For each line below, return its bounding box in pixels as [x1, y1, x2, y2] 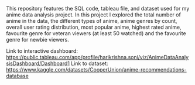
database [6, 73, 29, 79]
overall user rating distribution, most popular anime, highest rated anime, [6, 23, 182, 30]
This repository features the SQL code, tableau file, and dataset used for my [6, 5, 190, 12]
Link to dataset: [71, 60, 108, 67]
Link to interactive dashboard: [6, 47, 78, 55]
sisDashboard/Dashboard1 [6, 60, 70, 67]
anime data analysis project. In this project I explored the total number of [6, 11, 182, 18]
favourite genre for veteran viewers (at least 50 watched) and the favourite [6, 30, 186, 37]
